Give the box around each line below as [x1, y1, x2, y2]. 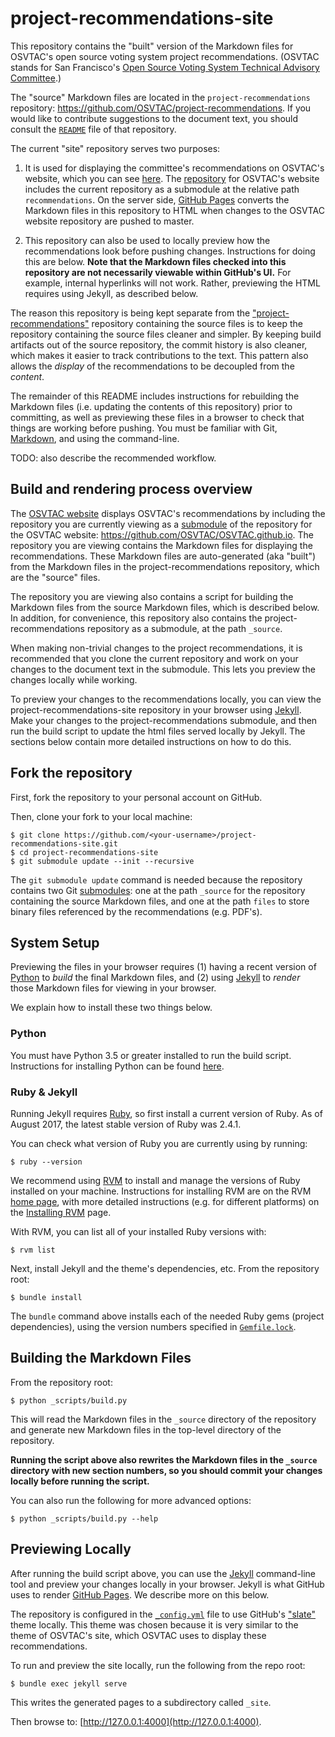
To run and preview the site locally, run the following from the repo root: [10, 1659, 306, 1671]
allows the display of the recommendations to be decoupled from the [10, 360, 295, 372]
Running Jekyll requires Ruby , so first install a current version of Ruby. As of [10, 1107, 323, 1119]
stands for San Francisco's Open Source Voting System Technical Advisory [10, 61, 320, 73]
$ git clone [10, 830, 60, 840]
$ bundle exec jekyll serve [10, 1678, 128, 1689]
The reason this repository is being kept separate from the [10, 307, 251, 319]
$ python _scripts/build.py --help [10, 1513, 159, 1524]
